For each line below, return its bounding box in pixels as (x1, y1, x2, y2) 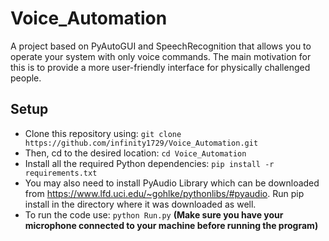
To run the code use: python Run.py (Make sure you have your (24, 208, 284, 221)
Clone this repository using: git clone (24, 127, 182, 139)
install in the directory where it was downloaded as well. (24, 198, 257, 210)
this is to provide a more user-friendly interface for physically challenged (10, 61, 311, 73)
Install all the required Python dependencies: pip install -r (24, 157, 275, 169)
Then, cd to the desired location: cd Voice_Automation (24, 147, 247, 159)
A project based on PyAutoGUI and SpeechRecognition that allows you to (10, 40, 312, 52)
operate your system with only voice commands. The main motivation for (10, 50, 312, 62)
